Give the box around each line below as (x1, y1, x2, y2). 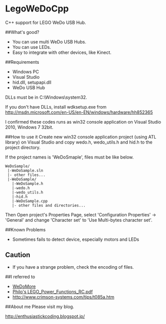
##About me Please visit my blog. (5, 304, 74, 310)
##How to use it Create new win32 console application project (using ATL (5, 134, 157, 140)
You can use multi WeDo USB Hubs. (12, 38, 86, 45)
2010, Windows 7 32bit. (5, 124, 54, 130)
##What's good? (5, 29, 39, 35)
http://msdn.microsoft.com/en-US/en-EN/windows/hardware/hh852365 (5, 109, 153, 115)
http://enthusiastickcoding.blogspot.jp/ (5, 313, 85, 319)
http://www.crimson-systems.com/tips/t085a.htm (12, 294, 115, 300)
